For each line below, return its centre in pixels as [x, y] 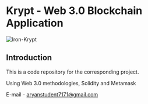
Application [35, 23]
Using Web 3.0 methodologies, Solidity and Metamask [71, 83]
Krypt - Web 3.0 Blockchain [74, 11]
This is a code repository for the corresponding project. [73, 72]
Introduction [29, 58]
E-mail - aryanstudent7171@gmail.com [52, 94]
